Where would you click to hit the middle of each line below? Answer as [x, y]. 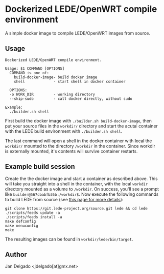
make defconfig [21, 221]
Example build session [40, 167]
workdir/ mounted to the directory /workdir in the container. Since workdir [80, 146]
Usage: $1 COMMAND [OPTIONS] [35, 68]
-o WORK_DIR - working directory [52, 94]
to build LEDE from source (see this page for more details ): [64, 199]
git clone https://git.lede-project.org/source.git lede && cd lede [76, 208]
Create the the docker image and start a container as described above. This [82, 179]
